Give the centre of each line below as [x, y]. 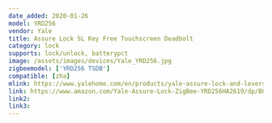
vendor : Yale [30, 31]
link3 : [19, 106]
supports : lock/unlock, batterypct [68, 53]
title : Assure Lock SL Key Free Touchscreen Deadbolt [101, 38]
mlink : [19, 83]
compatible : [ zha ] [39, 76]
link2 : [19, 99]
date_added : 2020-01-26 [49, 16]
